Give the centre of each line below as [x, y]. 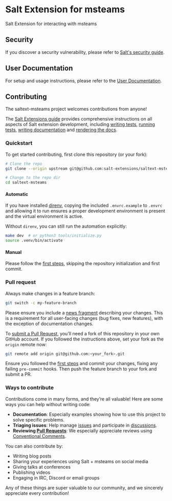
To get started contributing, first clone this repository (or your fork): [76, 154]
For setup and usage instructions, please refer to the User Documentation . [84, 81]
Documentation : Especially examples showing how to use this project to [89, 414]
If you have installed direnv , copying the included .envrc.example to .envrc [84, 206]
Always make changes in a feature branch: [50, 293]
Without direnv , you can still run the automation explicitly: [66, 226]
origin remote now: [26, 344]
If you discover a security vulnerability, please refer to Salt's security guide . [85, 52]
